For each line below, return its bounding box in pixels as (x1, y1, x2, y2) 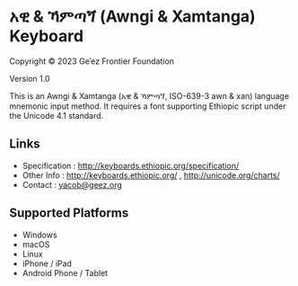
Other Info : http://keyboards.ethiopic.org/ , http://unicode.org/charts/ (22, 169, 280, 181)
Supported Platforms (9, 205, 129, 221)
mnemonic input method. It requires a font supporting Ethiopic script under (9, 101, 286, 112)
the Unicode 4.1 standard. (9, 110, 104, 121)
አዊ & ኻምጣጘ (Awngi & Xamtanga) (9, 6, 256, 27)
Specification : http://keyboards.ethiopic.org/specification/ (22, 160, 240, 171)
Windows (22, 229, 57, 240)
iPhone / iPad (22, 258, 72, 269)
